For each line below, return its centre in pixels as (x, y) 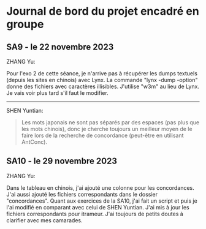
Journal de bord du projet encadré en (103, 11)
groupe (25, 24)
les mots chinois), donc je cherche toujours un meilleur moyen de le (107, 129)
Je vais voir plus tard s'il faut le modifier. (57, 93)
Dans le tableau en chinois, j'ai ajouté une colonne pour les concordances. (100, 187)
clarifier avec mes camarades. (44, 220)
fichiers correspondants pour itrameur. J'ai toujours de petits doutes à (95, 214)
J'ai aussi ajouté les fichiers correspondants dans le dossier (82, 194)
